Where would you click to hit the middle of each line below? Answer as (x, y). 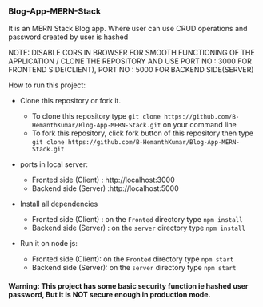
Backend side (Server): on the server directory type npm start (134, 268)
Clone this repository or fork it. (70, 101)
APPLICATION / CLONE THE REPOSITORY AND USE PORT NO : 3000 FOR (130, 61)
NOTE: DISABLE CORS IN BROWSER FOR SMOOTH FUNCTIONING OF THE (132, 53)
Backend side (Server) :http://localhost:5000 (106, 188)
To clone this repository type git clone (96, 116)
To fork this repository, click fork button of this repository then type (143, 133)
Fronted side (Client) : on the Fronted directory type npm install (137, 220)
